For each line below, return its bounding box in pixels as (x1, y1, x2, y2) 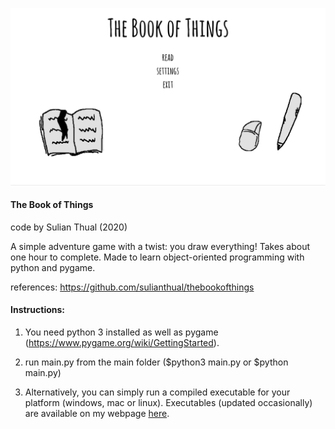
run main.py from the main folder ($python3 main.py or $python (24, 356, 289, 368)
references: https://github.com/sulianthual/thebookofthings (10, 281, 255, 293)
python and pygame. (10, 261, 96, 273)
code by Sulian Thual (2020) (10, 221, 128, 233)
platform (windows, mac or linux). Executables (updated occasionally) (24, 396, 313, 408)
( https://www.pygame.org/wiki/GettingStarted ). (24, 336, 220, 348)
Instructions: (10, 304, 66, 316)
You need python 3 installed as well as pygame (24, 326, 219, 338)
